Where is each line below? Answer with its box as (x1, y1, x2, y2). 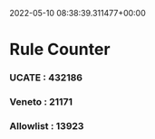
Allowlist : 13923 (9, 119, 84, 132)
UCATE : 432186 (9, 71, 83, 84)
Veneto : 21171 (9, 96, 73, 108)
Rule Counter (9, 40, 111, 60)
